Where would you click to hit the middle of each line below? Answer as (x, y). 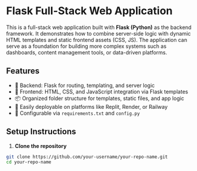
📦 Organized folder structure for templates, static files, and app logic (99, 98)
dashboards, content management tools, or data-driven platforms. (87, 52)
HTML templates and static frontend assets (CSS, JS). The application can (97, 40)
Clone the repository (41, 146)
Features (23, 71)
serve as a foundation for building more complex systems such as (86, 46)
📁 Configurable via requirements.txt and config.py (77, 113)
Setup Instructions (41, 132)
